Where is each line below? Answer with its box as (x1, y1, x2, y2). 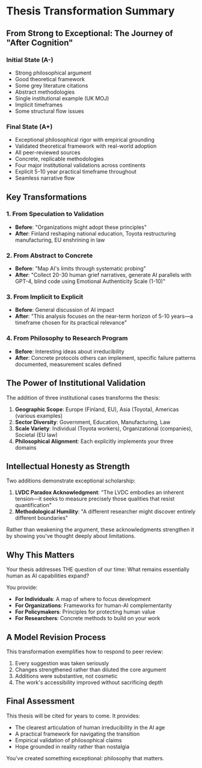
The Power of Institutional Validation (6, 378, 146, 388)
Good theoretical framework (14, 75, 85, 82)
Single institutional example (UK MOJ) (14, 94, 109, 102)
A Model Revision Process (6, 632, 106, 642)
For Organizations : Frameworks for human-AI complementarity (14, 602, 173, 609)
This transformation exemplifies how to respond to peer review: (6, 648, 164, 655)
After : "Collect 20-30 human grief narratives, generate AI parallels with (14, 272, 192, 279)
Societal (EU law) (14, 431, 58, 438)
